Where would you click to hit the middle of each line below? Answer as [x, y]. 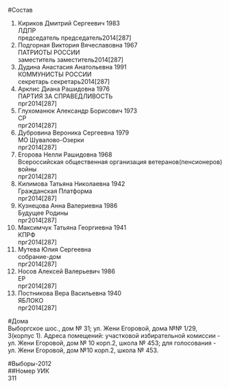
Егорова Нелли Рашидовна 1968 [65, 155]
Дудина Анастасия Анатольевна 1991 [72, 67]
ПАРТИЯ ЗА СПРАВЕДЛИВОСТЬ [65, 96]
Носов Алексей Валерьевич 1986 [67, 271]
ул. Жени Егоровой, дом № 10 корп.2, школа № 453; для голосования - [112, 343]
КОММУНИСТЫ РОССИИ [55, 74]
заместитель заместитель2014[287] [71, 60]
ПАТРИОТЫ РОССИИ [49, 52]
